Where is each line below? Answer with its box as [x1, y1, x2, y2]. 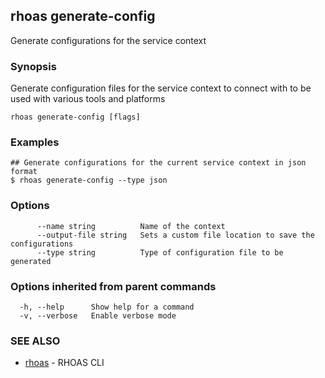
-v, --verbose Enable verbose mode [19, 311, 177, 321]
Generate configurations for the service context [10, 34, 207, 46]
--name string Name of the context [36, 221, 226, 231]
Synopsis [10, 59, 57, 73]
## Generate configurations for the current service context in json [10, 158, 307, 168]
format [10, 167, 38, 177]
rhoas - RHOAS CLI [24, 357, 105, 369]
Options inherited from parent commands [10, 279, 217, 293]
